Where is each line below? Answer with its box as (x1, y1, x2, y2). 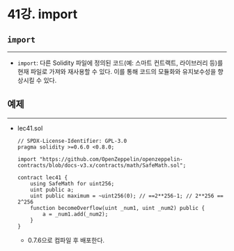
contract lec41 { (17, 174, 68, 181)
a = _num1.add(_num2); (42, 211, 109, 218)
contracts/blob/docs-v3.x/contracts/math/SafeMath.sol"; (17, 162, 187, 169)
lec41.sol (17, 123, 43, 132)
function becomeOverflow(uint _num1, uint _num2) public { (30, 204, 205, 211)
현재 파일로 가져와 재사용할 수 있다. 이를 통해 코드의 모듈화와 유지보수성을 (17, 68, 217, 75)
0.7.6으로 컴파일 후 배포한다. (27, 236, 105, 244)
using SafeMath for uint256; (30, 180, 115, 187)
